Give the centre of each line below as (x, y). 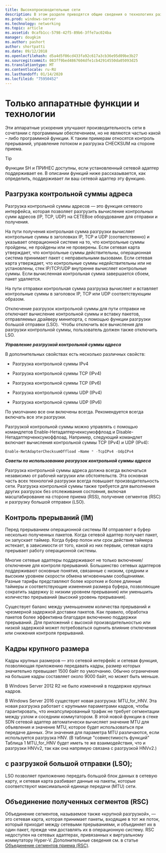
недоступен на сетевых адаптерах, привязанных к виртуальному (74, 835)
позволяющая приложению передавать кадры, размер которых (73, 666)
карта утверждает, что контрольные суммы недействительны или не (78, 263)
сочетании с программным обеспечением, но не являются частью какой (83, 133)
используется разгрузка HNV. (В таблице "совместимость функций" (77, 738)
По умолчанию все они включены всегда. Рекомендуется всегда (74, 411)
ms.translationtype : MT (30, 65)
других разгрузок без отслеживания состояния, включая (65, 492)
